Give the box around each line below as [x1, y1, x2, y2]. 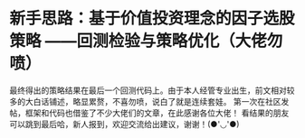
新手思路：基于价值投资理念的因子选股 [9, 8, 296, 29]
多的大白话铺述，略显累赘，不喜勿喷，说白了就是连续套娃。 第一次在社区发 [9, 96, 290, 106]
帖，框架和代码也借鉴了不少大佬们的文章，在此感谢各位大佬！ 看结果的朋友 [9, 107, 290, 118]
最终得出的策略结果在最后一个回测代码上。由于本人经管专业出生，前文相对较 [9, 85, 295, 96]
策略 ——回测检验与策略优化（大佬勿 [9, 31, 283, 51]
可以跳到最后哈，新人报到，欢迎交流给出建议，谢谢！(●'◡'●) [9, 118, 240, 129]
